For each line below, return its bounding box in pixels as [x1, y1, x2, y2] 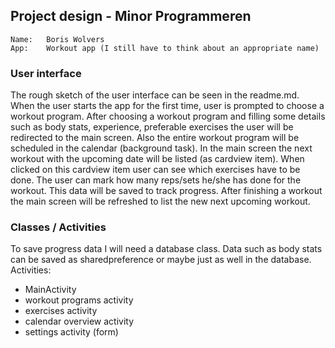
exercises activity [24, 305, 98, 317]
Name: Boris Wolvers [10, 34, 105, 44]
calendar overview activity [24, 315, 134, 328]
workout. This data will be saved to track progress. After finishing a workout [10, 185, 323, 197]
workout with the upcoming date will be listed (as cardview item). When [10, 153, 305, 165]
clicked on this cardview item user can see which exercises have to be [10, 164, 301, 176]
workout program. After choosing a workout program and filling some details [10, 110, 326, 123]
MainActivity [24, 284, 77, 296]
